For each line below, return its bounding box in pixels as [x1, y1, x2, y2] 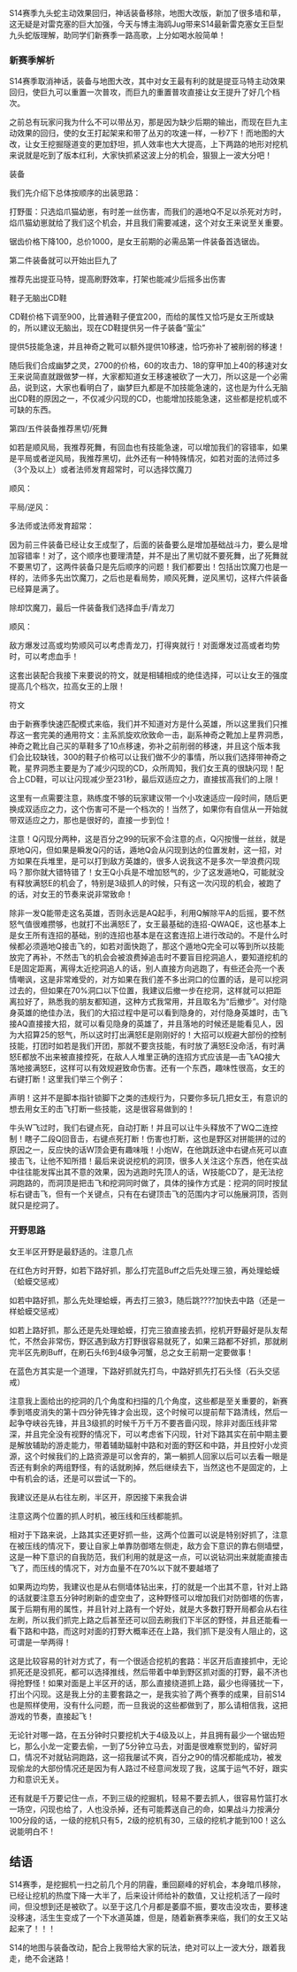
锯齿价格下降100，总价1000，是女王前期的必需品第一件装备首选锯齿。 [9, 236, 265, 247]
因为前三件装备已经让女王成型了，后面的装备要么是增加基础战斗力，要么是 [9, 539, 280, 551]
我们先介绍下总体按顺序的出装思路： [9, 188, 141, 198]
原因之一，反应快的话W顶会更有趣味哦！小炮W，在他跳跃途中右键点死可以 [9, 1144, 280, 1155]
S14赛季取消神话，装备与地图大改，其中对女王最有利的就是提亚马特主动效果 [9, 76, 286, 87]
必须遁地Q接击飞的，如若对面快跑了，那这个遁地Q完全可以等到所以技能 [24, 941, 285, 951]
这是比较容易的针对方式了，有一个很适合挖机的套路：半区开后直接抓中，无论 [9, 1655, 288, 1666]
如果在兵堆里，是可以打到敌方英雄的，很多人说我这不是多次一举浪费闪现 [16, 856, 280, 867]
